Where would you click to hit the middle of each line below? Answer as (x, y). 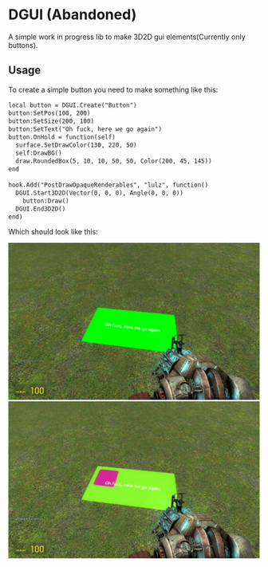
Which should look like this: (53, 231)
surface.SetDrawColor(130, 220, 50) (76, 145)
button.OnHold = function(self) (62, 137)
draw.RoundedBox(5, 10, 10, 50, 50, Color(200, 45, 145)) (114, 161)
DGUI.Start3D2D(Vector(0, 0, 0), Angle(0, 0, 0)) (99, 193)
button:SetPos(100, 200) (49, 113)
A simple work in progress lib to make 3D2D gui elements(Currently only (127, 37)
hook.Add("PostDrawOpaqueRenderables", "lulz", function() (108, 185)
